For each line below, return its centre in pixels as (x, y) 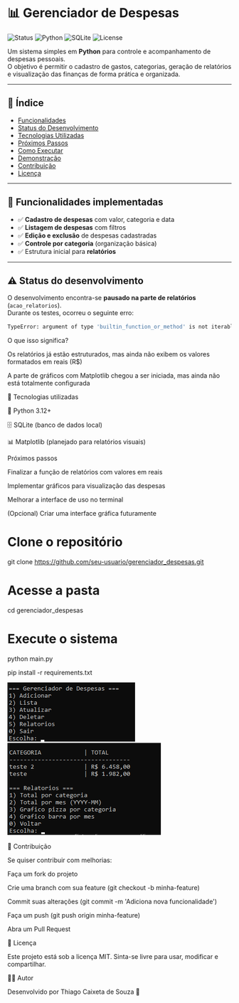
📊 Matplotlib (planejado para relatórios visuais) (76, 442)
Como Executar (40, 150)
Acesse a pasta (54, 591)
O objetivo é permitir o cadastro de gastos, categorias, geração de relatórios (119, 66)
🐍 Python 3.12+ (30, 411)
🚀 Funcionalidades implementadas (85, 202)
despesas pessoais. (37, 59)
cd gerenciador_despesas (46, 610)
